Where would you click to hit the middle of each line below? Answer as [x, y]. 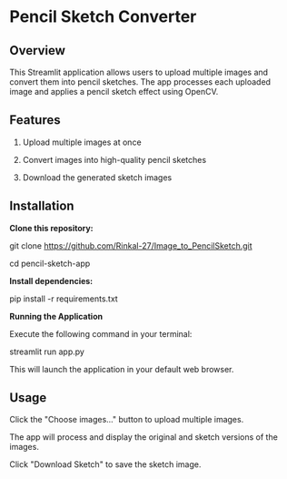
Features [35, 120]
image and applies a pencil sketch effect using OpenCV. [114, 92]
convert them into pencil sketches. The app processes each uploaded [140, 82]
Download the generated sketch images [97, 177]
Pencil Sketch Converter [103, 17]
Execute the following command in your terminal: [101, 333]
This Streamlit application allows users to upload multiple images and [139, 72]
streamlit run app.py [47, 352]
